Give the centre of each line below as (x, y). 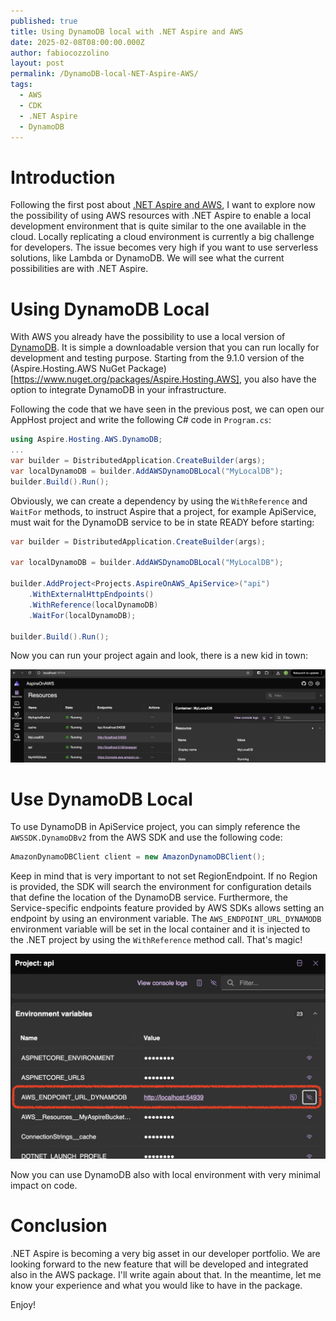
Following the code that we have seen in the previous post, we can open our (167, 409)
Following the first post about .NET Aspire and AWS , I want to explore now (163, 205)
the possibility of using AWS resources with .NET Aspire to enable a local (161, 216)
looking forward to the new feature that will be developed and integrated (159, 1264)
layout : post (37, 63)
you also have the (280, 379)
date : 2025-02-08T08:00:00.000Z (77, 42)
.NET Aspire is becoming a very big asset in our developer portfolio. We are (165, 1254)
